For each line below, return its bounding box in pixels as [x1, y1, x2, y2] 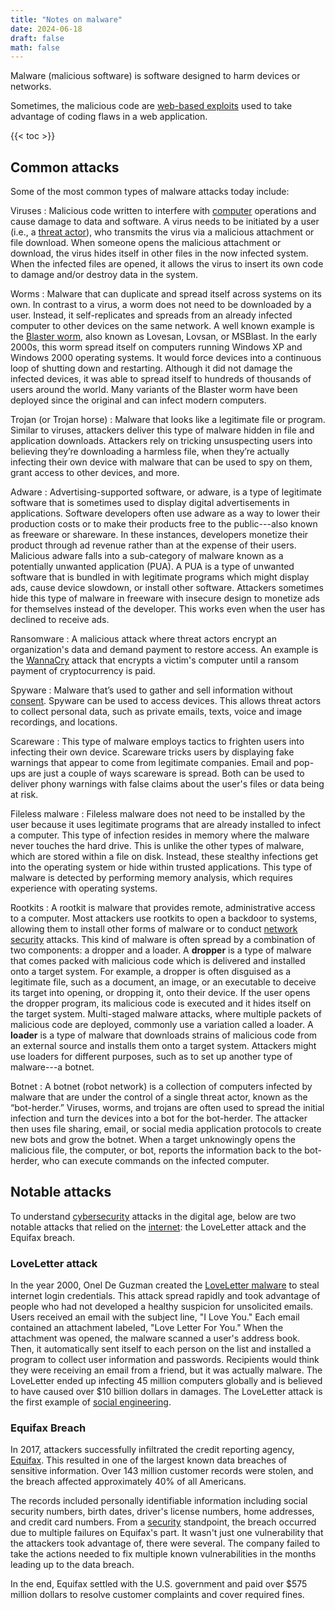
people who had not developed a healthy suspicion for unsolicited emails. [10, 1301, 314, 1313]
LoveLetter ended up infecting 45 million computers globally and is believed [10, 1375, 323, 1387]
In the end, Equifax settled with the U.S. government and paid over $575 [10, 1578, 308, 1590]
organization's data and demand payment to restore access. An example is [10, 644, 319, 656]
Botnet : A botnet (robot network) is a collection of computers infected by [10, 1081, 313, 1093]
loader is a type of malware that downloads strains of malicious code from [10, 1029, 318, 1041]
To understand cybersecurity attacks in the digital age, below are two [10, 1210, 297, 1222]
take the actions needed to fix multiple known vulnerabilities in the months [10, 1548, 317, 1560]
